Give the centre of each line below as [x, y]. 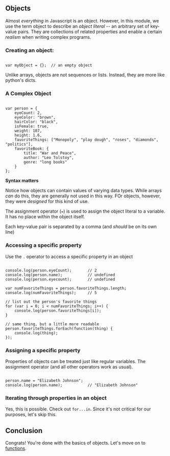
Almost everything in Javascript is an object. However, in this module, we [82, 20]
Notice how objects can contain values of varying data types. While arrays [83, 191]
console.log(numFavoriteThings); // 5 [51, 293]
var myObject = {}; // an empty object [49, 65]
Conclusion [24, 431]
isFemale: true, [32, 127]
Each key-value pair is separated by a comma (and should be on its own [81, 226]
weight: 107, [28, 131]
